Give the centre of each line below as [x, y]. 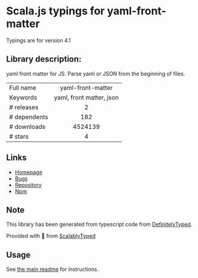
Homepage [29, 172]
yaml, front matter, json [86, 97]
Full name [23, 87]
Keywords [23, 97]
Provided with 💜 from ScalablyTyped [51, 236]
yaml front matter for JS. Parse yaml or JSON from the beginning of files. [96, 74]
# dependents [29, 117]
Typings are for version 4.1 [39, 40]
